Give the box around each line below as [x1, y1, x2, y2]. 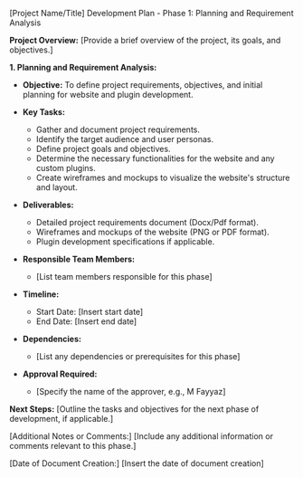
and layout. [35, 182, 79, 193]
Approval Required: [22, 368, 98, 379]
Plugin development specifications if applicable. [35, 236, 215, 247]
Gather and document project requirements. [35, 124, 201, 135]
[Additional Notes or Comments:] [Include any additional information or [9, 431, 274, 442]
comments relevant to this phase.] [9, 441, 137, 451]
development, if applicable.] [9, 414, 114, 424]
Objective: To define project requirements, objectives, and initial [22, 80, 263, 90]
